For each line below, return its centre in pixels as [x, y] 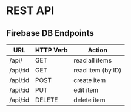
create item [90, 80]
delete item [89, 100]
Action [97, 50]
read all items [93, 60]
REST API [30, 11]
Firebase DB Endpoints [50, 33]
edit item [86, 90]
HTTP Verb [52, 50]
